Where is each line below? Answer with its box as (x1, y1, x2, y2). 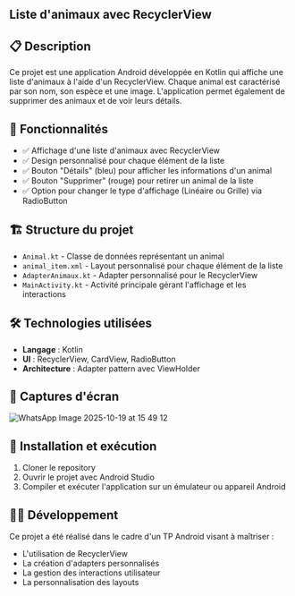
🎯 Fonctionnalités (9, 121, 109, 137)
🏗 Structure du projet (9, 223, 134, 238)
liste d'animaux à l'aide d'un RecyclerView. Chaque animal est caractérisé (9, 76, 281, 88)
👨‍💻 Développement (9, 507, 119, 523)
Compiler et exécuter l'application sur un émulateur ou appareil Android (21, 481, 286, 492)
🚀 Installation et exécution (9, 438, 157, 454)
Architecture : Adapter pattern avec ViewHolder (21, 362, 201, 374)
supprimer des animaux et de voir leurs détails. (9, 96, 182, 106)
